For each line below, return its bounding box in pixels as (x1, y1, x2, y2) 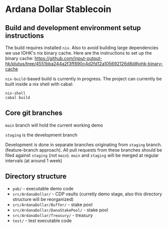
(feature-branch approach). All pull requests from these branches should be (5, 147, 162, 153)
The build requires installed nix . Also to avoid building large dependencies (5, 45, 159, 51)
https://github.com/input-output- (34, 55, 102, 61)
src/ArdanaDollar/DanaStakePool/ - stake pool (12, 207, 109, 213)
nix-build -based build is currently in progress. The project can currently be (5, 76, 162, 81)
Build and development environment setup (5, 24, 141, 32)
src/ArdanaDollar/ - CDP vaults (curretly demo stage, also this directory (12, 191, 162, 197)
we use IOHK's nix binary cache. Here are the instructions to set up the (5, 50, 152, 56)
